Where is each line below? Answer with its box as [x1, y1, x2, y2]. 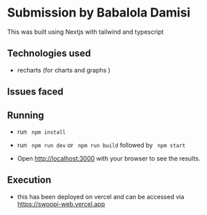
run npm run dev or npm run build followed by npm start [17, 141, 186, 149]
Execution [7, 174, 52, 186]
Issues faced [7, 86, 63, 98]
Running [7, 109, 45, 121]
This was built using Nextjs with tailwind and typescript [7, 28, 164, 36]
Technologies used [7, 48, 91, 59]
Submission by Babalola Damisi [7, 5, 191, 21]
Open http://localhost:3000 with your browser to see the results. [17, 154, 201, 163]
